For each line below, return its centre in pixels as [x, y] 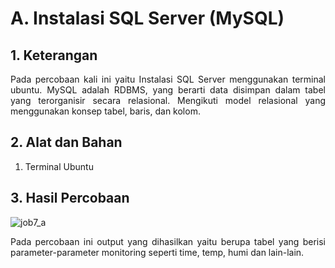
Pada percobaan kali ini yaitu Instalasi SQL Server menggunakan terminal [168, 79]
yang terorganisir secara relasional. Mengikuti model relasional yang [168, 100]
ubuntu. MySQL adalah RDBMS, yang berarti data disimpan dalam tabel [168, 90]
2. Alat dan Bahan [66, 142]
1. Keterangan [54, 55]
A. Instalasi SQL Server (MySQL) [147, 18]
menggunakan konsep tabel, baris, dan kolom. [105, 111]
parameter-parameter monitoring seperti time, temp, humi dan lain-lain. [157, 252]
